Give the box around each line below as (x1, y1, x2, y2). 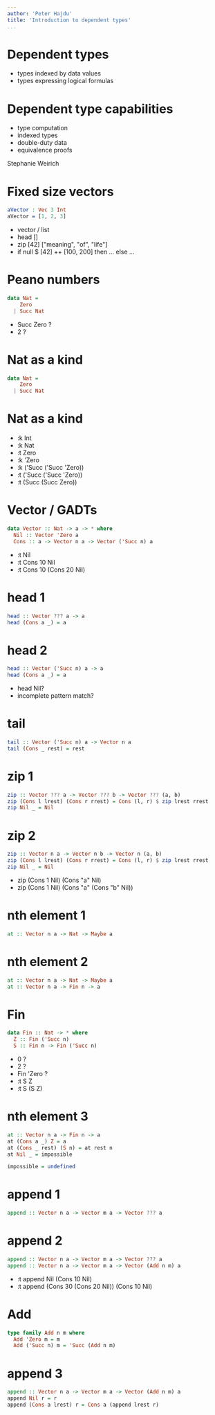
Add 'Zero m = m (13, 1335, 60, 1343)
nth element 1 (7, 908, 86, 924)
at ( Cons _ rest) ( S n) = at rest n (7, 1144, 113, 1151)
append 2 (7, 1233, 63, 1249)
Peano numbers (7, 272, 100, 288)
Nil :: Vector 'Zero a (13, 531, 79, 538)
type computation (17, 124, 68, 132)
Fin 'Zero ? (17, 1069, 48, 1078)
